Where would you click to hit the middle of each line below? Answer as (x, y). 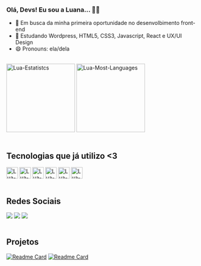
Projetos (23, 242)
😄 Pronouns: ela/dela (42, 49)
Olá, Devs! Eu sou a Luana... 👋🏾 (53, 10)
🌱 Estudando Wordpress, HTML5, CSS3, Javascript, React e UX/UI (98, 36)
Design (24, 43)
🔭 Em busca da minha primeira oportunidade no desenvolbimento (97, 23)
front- (188, 23)
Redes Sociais (33, 201)
